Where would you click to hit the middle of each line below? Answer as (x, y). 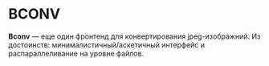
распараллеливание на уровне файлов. (76, 53)
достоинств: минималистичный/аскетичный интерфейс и (107, 44)
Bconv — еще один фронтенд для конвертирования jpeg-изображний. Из (134, 36)
